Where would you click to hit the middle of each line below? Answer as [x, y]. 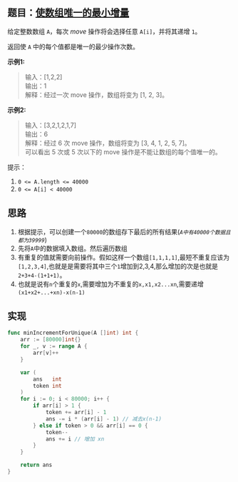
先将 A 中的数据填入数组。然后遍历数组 [72, 248]
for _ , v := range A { [54, 346]
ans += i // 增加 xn [75, 439]
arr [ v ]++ [46, 353]
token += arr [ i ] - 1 [76, 413]
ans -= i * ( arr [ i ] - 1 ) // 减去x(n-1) [104, 419]
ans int [47, 379]
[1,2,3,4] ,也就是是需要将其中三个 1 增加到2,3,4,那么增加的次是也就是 [118, 266]
